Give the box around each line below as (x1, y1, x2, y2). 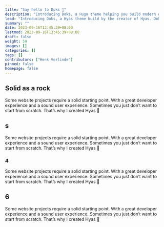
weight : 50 (5, 39, 27, 44)
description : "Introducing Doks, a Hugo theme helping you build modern (5, 12, 156, 17)
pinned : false (5, 62, 34, 66)
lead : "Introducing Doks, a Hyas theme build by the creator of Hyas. (5, 16, 152, 21)
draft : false (5, 35, 32, 40)
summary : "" (5, 21, 29, 26)
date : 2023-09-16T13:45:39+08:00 (5, 25, 73, 30)
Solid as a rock (5, 84, 50, 93)
